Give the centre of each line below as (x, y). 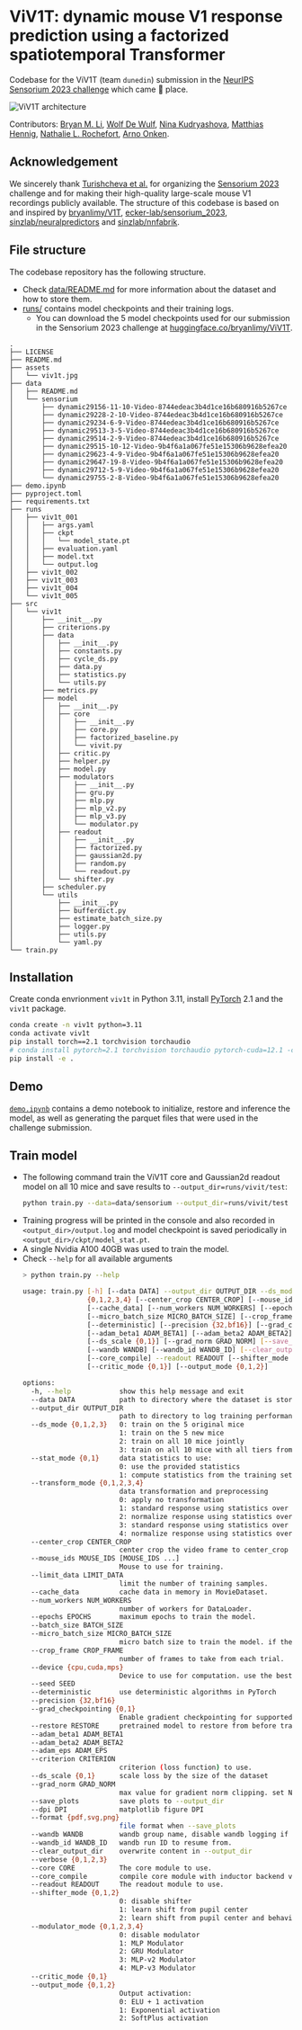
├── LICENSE (31, 352)
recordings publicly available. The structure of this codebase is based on (144, 202)
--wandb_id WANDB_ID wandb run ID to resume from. (132, 1843)
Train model (44, 1155)
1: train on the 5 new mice (172, 1433)
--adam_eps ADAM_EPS (69, 1751)
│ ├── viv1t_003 (44, 580)
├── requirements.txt (50, 501)
